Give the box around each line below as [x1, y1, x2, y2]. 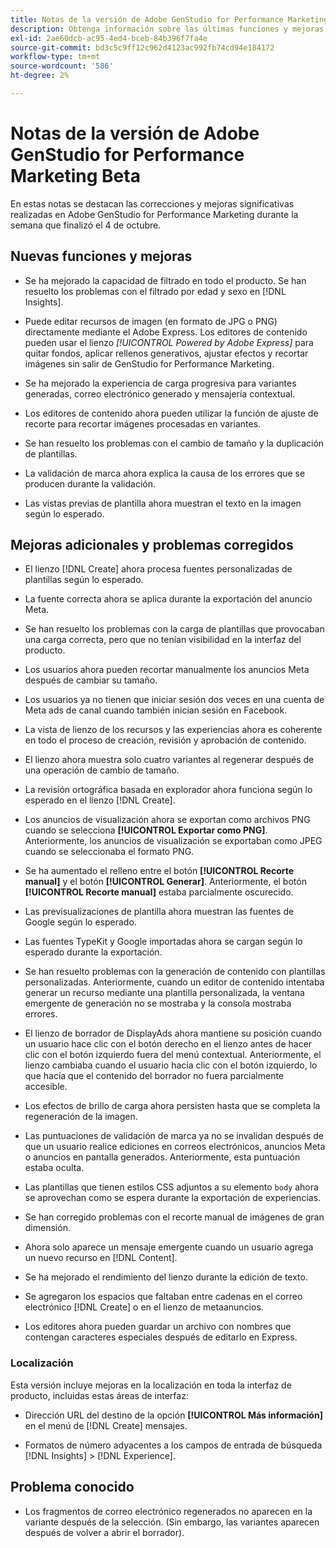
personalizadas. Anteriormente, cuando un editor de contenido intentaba [24, 976, 325, 988]
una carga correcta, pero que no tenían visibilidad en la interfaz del [24, 634, 302, 646]
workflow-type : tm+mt [10, 52, 101, 62]
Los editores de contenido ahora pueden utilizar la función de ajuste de [24, 407, 319, 419]
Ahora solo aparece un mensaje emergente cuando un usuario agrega [24, 1241, 314, 1253]
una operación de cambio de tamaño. [24, 764, 180, 776]
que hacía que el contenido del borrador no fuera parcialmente [24, 1070, 285, 1082]
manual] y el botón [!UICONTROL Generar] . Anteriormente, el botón [24, 876, 307, 888]
